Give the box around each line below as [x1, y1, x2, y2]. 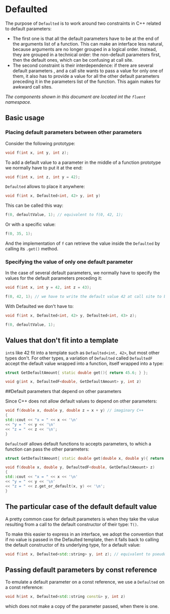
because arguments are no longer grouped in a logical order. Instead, [12, 46, 157, 52]
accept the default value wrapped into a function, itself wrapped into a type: [5, 360, 164, 366]
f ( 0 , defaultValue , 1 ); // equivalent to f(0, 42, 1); [5, 212, 123, 217]
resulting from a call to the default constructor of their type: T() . [5, 521, 139, 527]
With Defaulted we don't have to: [5, 303, 74, 310]
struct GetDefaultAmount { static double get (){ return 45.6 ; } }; [5, 370, 148, 375]
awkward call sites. [12, 83, 53, 90]
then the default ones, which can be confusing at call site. [12, 57, 134, 63]
